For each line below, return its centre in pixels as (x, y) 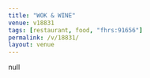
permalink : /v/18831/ (44, 37)
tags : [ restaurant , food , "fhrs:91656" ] (76, 30)
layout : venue (32, 45)
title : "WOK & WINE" (42, 15)
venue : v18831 (32, 23)
